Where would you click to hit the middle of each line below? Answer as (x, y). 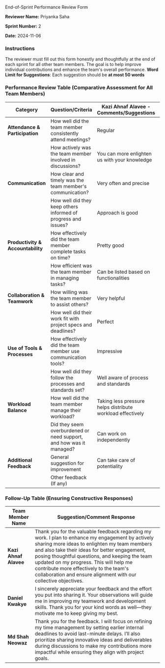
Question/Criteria (71, 109)
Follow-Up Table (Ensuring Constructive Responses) (69, 498)
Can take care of (116, 460)
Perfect (106, 321)
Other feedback (69, 477)
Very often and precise (123, 183)
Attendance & (24, 127)
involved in (63, 159)
